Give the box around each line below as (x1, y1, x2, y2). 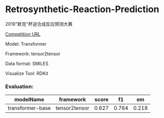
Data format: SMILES (5, 60, 49, 66)
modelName (14, 96, 44, 103)
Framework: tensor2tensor (5, 51, 61, 57)
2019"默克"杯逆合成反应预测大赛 (5, 21, 73, 27)
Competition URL (5, 31, 41, 37)
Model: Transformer (5, 41, 47, 47)
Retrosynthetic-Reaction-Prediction (5, 4, 159, 15)
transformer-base (8, 105, 51, 112)
